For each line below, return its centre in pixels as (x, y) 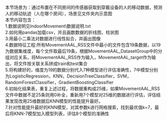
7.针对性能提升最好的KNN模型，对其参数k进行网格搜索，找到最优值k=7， (80, 107)
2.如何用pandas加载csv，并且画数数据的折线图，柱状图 (62, 32)
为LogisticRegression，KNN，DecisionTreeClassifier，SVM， (68, 76)
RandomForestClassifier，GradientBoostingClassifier (59, 82)
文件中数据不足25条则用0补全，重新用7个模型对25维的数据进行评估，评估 (81, 95)
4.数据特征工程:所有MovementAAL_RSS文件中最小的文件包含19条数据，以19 (83, 45)
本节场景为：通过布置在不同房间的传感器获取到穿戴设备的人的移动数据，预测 (84, 7)
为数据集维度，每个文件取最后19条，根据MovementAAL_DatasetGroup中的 (82, 51)
